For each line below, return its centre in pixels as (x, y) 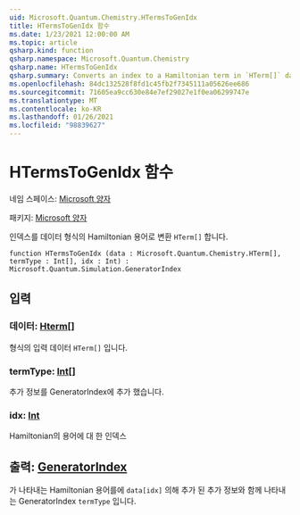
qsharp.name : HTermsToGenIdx (63, 68)
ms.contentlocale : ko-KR (55, 109)
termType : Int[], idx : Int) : (69, 261)
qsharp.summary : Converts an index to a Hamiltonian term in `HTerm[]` (145, 76)
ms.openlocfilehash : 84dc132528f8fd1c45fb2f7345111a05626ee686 (129, 84)
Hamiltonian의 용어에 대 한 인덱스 (68, 436)
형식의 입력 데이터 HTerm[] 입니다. (68, 347)
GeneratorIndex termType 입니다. (77, 502)
